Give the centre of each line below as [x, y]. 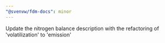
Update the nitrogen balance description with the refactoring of [82, 28]
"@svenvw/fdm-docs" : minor [39, 11]
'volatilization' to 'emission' [39, 34]
